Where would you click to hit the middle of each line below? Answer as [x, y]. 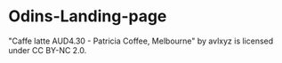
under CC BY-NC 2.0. [48, 50]
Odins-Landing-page [88, 16]
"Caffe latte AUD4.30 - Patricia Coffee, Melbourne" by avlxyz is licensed [141, 41]
